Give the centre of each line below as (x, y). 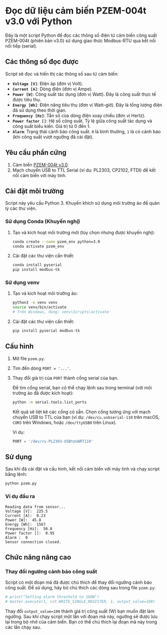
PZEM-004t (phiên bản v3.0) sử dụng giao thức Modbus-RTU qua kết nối (80, 41)
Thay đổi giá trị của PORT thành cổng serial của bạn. (65, 378)
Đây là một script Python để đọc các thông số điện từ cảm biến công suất (81, 35)
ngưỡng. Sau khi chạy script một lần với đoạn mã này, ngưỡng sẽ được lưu (81, 616)
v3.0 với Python (39, 21)
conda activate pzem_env (38, 246)
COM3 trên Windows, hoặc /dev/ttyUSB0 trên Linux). (64, 422)
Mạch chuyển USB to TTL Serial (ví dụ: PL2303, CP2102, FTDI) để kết (84, 170)
